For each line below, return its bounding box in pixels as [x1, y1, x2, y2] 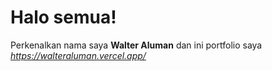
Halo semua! [10, 6, 117, 29]
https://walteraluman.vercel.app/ [10, 49, 147, 61]
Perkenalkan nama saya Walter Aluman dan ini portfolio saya [10, 39, 263, 51]
